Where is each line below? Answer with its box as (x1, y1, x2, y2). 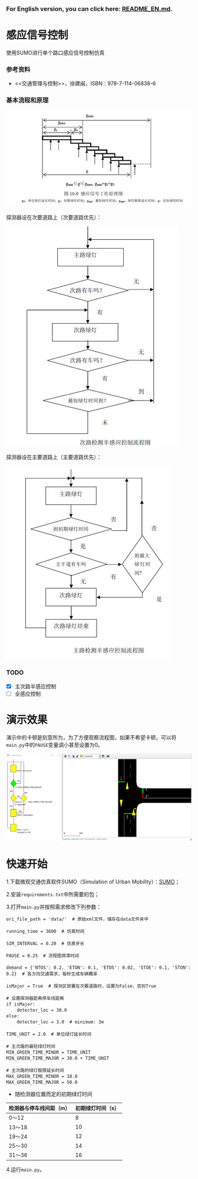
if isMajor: (6, 1001, 35, 1007)
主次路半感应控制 (14, 682, 57, 690)
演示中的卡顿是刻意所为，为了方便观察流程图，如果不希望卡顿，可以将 (6, 733, 177, 741)
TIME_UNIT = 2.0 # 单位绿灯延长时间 (6, 1031, 92, 1037)
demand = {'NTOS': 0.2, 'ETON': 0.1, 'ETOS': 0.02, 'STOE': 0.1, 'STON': (6, 964, 192, 971)
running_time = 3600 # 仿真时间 (6, 928, 85, 934)
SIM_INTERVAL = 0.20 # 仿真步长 (6, 940, 85, 946)
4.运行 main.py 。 (6, 1165, 45, 1173)
